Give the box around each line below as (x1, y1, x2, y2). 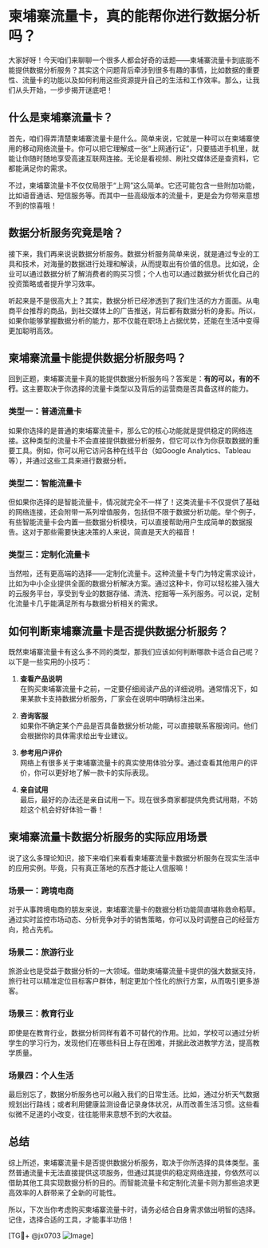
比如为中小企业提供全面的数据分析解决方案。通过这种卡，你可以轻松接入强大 (8, 578, 260, 588)
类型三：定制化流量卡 (8, 549, 90, 560)
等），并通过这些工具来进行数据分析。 (8, 455, 131, 465)
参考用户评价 (19, 748, 62, 757)
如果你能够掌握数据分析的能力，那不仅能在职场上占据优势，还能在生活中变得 (8, 316, 260, 325)
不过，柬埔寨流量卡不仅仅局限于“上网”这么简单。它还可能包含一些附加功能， (8, 181, 259, 190)
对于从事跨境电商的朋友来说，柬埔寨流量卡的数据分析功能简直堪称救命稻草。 (8, 904, 260, 915)
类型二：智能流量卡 (8, 477, 82, 488)
